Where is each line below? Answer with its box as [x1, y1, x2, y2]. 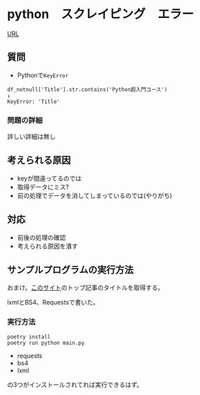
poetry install [7, 333, 51, 340]
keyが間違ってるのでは [17, 174, 82, 182]
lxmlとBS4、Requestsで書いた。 [7, 298, 100, 307]
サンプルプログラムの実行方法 [7, 264, 134, 276]
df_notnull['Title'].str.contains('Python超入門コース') [7, 86, 168, 93]
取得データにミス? [17, 182, 69, 191]
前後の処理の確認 [17, 233, 66, 242]
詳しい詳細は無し [7, 133, 56, 141]
